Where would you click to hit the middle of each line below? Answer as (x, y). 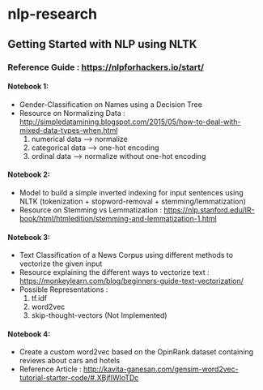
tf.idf (39, 298)
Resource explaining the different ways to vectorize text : (114, 272)
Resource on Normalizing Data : (72, 113)
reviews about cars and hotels (70, 361)
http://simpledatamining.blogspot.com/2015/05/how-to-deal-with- (130, 122)
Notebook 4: (29, 334)
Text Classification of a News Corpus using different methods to (126, 255)
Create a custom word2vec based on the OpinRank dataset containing (136, 352)
